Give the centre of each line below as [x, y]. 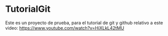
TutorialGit [28, 9]
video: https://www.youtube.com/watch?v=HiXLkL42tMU [65, 28]
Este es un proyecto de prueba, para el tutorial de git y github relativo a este [84, 23]
